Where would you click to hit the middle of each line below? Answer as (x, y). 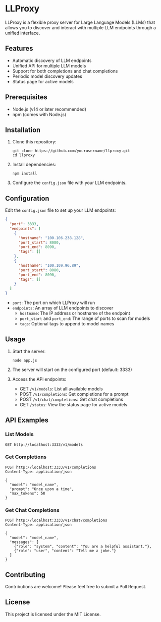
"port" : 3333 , (24, 224)
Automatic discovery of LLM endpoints (52, 61)
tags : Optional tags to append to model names (67, 324)
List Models (19, 435)
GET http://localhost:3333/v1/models (44, 444)
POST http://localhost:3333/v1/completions (51, 467)
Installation (23, 130)
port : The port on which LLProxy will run (54, 303)
